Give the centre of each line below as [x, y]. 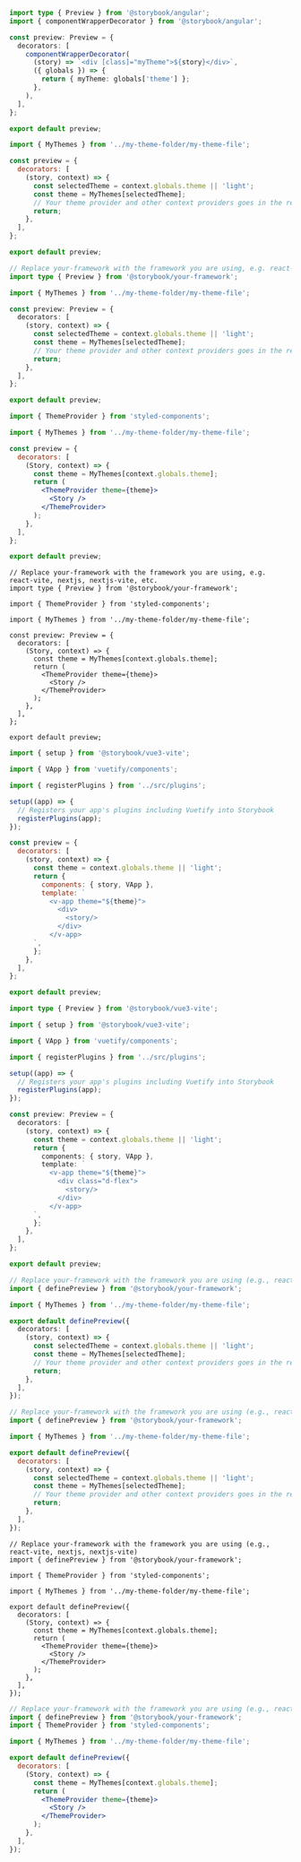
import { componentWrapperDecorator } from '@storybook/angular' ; [136, 21]
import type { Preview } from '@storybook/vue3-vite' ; [114, 1009]
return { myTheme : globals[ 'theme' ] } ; [116, 79]
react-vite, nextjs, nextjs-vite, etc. [84, 581]
